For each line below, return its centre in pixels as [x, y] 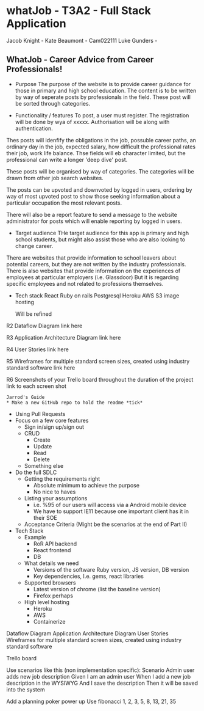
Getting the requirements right [62, 479]
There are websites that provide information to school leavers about [91, 258]
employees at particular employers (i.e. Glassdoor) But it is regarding [93, 277]
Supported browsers [50, 582]
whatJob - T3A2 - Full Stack [79, 11]
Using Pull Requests [40, 414]
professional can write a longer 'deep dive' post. [67, 159]
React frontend [52, 550]
